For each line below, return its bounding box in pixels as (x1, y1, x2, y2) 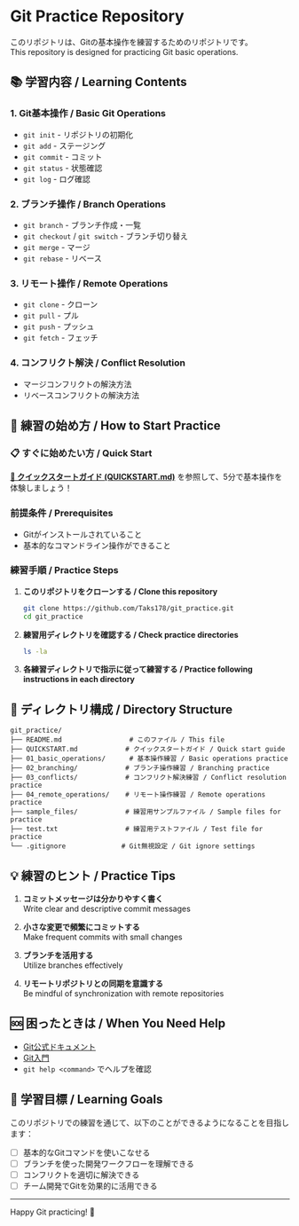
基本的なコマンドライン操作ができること (22, 539, 171, 551)
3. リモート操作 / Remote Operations (10, 277, 169, 289)
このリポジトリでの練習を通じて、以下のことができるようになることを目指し (10, 1117, 290, 1128)
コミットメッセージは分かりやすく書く (22, 893, 163, 904)
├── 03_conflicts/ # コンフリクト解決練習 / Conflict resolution (10, 774, 287, 782)
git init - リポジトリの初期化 (22, 129, 134, 139)
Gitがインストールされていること (22, 529, 143, 539)
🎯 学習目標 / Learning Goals (10, 1092, 163, 1107)
